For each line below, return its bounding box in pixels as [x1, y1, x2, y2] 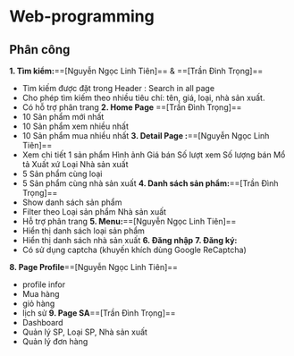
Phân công [9, 42, 71, 57]
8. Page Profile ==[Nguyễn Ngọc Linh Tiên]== [9, 262, 179, 272]
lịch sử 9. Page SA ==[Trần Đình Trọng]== [21, 308, 176, 318]
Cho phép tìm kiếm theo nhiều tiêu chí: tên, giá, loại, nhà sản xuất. [21, 92, 265, 103]
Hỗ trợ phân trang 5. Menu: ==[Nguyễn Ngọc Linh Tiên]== [21, 216, 237, 226]
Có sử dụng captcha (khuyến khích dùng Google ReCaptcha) [21, 244, 248, 255]
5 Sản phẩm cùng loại [21, 168, 103, 179]
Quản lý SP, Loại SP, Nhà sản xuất [21, 326, 147, 337]
